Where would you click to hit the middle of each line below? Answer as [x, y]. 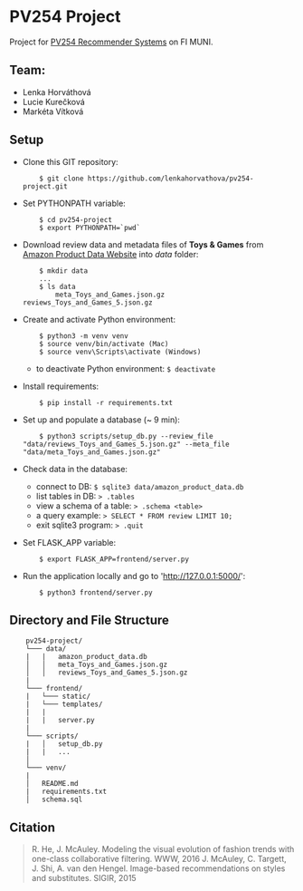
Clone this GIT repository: [71, 161]
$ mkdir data [64, 271]
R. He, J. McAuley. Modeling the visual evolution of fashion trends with [163, 849]
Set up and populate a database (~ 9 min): [101, 420]
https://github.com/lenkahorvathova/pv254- [170, 179]
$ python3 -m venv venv [84, 336]
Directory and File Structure [90, 620]
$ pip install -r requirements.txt [106, 402]
